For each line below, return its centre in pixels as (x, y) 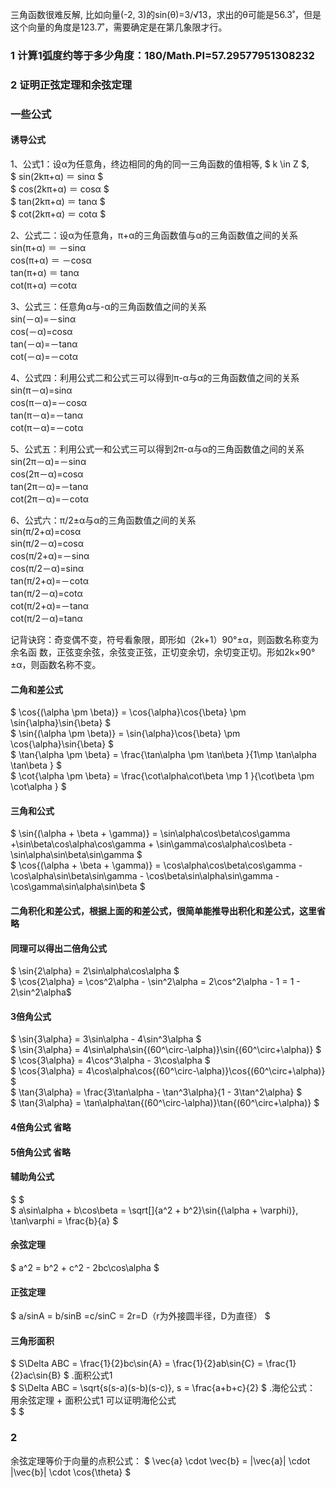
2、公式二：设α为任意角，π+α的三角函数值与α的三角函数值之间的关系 (154, 235)
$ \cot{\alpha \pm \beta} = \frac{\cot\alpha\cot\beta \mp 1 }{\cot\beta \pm (162, 776)
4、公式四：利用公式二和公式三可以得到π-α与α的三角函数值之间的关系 (155, 377)
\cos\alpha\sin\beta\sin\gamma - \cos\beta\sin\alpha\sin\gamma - (145, 876)
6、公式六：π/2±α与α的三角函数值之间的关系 (103, 520)
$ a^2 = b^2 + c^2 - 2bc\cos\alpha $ (85, 1267)
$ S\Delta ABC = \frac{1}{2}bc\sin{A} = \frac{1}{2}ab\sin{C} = (137, 1364)
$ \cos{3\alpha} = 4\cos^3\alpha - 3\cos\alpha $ (110, 1060)
